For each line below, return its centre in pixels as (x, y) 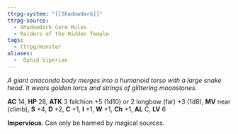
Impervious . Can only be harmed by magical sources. (86, 123)
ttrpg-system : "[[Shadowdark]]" (55, 14)
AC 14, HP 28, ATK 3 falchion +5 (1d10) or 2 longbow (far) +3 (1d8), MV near (119, 101)
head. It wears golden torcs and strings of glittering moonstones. (102, 88)
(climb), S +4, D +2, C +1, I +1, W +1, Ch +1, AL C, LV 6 (87, 109)
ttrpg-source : (28, 21)
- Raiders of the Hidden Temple (62, 34)
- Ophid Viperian (41, 60)
